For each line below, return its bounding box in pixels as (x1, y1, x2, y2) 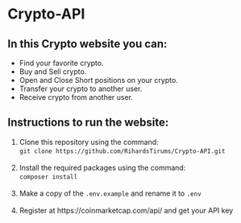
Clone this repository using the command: (19, 137, 159, 147)
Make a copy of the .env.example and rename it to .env (19, 188, 202, 198)
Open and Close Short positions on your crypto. (19, 76, 178, 85)
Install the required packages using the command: (19, 163, 186, 172)
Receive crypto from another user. (19, 93, 134, 101)
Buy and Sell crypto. (19, 67, 87, 76)
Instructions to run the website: (7, 116, 169, 130)
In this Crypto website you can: (7, 37, 168, 51)
